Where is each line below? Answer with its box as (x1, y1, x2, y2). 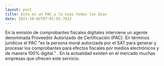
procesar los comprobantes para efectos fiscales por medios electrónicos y (5, 45, 160, 51)
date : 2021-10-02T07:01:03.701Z (5, 16, 72, 21)
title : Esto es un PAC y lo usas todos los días (5, 12, 107, 17)
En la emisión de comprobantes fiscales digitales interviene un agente (5, 30, 148, 36)
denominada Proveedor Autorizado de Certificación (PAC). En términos (5, 35, 150, 41)
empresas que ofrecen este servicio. (5, 56, 80, 62)
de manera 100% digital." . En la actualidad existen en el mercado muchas (5, 50, 156, 56)
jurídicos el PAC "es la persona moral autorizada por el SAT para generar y (5, 40, 157, 46)
